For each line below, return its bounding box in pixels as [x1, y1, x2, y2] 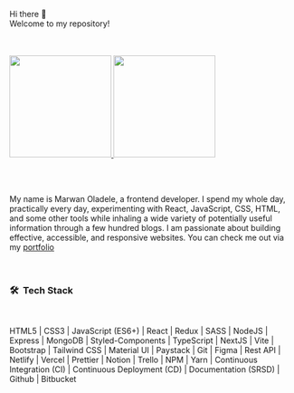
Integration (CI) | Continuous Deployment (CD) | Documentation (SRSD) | [9, 364, 280, 375]
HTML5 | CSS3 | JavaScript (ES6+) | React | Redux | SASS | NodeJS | [9, 326, 269, 337]
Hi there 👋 [9, 9, 47, 19]
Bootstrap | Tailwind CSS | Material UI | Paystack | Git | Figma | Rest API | [9, 345, 281, 356]
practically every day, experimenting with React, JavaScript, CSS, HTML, [9, 204, 280, 214]
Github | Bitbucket [9, 374, 77, 385]
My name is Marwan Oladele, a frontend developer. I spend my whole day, [9, 194, 287, 204]
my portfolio [9, 242, 54, 253]
